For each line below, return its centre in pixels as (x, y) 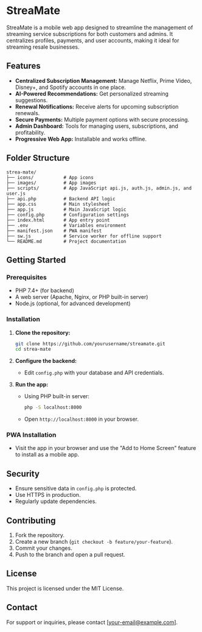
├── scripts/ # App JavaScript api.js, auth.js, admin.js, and (99, 188)
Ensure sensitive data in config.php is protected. (76, 488)
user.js (16, 193)
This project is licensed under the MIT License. (65, 588)
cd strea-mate (33, 349)
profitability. (30, 132)
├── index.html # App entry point (58, 220)
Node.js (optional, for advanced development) (73, 304)
